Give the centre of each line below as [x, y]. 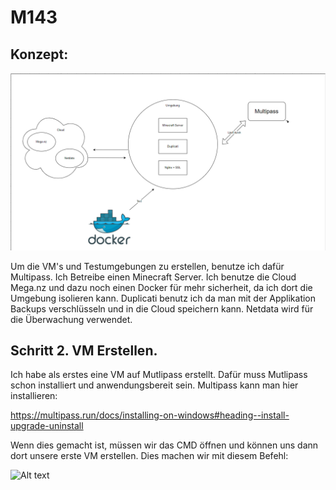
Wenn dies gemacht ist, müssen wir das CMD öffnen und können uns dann [164, 445]
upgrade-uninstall [47, 426]
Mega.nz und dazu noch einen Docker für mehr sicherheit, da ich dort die [161, 287]
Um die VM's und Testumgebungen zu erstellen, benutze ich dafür [147, 266]
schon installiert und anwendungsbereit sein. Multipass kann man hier [154, 385]
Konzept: [39, 54]
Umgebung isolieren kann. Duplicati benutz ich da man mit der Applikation [163, 298]
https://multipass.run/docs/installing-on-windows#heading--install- [150, 415]
